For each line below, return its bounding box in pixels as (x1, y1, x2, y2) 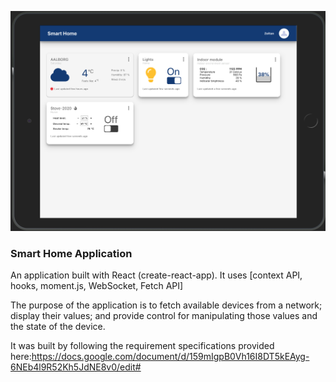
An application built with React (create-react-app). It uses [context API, (10, 269, 303, 281)
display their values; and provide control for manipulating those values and (10, 310, 318, 322)
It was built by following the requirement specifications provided (10, 340, 275, 352)
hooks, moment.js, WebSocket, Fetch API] (10, 280, 184, 292)
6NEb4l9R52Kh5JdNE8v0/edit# (10, 361, 142, 373)
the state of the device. (10, 321, 106, 333)
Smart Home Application (10, 246, 133, 260)
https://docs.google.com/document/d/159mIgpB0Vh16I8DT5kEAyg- (31, 351, 310, 363)
